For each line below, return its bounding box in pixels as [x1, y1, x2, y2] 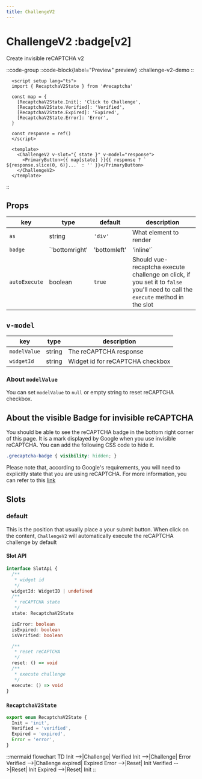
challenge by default [6, 539, 57, 546]
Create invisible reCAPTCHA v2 [6, 55, 84, 62]
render [132, 236, 151, 244]
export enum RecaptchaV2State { [6, 714, 87, 720]
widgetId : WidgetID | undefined [11, 588, 93, 594]
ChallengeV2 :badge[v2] [6, 34, 132, 48]
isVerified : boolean [11, 632, 63, 638]
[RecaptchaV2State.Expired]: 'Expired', [17, 109, 120, 115]
